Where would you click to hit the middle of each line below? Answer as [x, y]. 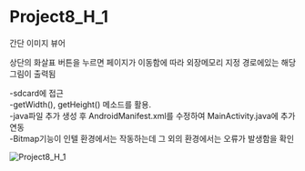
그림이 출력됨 [33, 74]
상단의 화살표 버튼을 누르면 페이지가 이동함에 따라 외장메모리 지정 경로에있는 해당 [153, 62]
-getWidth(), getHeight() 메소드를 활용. [81, 104]
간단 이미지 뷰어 [38, 43]
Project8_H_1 [59, 17]
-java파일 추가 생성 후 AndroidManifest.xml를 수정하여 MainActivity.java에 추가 [152, 116]
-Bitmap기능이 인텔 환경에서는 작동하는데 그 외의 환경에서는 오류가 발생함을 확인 [152, 138]
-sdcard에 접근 [36, 93]
